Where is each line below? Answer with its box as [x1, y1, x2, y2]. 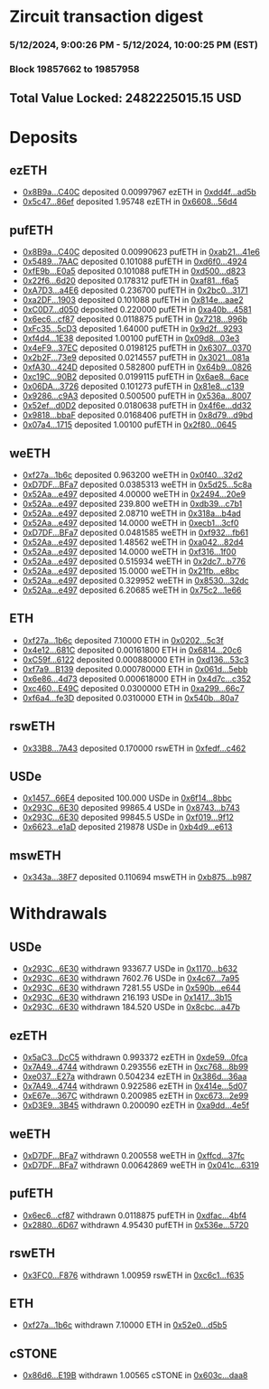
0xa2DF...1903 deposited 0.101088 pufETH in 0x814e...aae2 [22, 295, 244, 305]
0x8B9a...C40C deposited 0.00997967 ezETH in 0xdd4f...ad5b [22, 187, 257, 198]
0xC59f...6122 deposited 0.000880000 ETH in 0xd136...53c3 [22, 653, 250, 665]
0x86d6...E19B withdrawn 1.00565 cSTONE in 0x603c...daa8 [22, 1370, 248, 1381]
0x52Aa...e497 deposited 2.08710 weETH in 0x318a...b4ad [22, 508, 242, 519]
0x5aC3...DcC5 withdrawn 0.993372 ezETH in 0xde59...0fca [22, 1052, 248, 1063]
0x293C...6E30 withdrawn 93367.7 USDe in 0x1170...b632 [22, 963, 238, 974]
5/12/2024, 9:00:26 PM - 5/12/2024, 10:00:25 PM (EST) [9, 39, 259, 52]
